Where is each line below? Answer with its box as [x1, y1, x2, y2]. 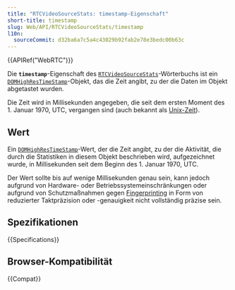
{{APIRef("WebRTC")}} [7, 56, 74, 64]
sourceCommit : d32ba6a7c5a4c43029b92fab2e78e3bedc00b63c [13, 37, 185, 44]
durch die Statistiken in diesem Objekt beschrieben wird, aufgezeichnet [7, 152, 215, 161]
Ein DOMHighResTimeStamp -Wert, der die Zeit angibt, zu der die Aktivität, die [7, 145, 222, 153]
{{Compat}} [7, 274, 41, 283]
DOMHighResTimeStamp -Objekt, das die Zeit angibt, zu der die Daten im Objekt [7, 77, 228, 85]
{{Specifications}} [7, 235, 60, 243]
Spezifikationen [7, 217, 79, 229]
